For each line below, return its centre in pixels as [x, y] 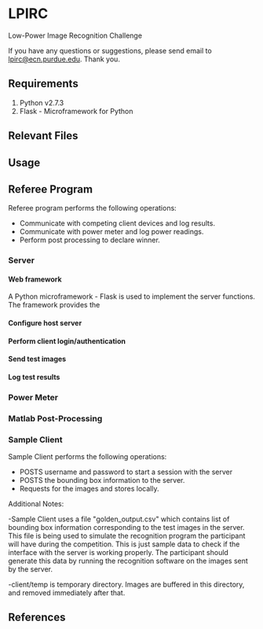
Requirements [43, 84]
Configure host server [45, 323]
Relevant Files [43, 136]
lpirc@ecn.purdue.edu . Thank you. [64, 59]
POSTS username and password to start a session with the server [126, 472]
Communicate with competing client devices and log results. [117, 223]
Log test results [34, 377]
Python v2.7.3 [42, 102]
